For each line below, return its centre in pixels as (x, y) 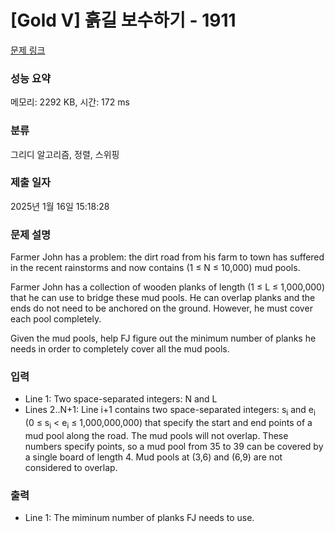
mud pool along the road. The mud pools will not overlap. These (156, 436)
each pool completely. (56, 319)
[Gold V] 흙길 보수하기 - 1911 (123, 20)
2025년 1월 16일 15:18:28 (60, 206)
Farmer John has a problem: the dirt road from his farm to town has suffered (167, 257)
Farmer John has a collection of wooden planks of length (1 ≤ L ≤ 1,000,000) (168, 287)
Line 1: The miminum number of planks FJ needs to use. (139, 518)
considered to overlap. (71, 468)
